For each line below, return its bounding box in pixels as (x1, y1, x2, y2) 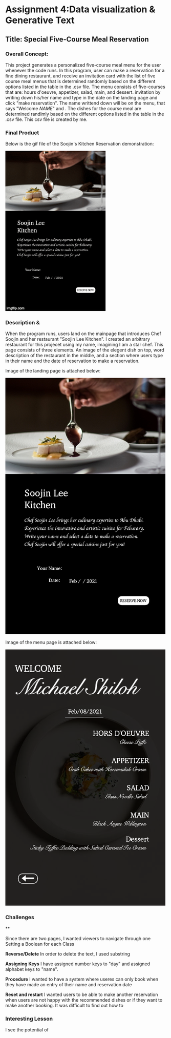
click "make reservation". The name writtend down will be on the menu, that (5, 100, 165, 106)
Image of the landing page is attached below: (5, 368, 101, 374)
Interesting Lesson (5, 1015, 53, 1022)
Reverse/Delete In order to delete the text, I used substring (5, 950, 131, 957)
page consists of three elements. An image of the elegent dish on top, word (5, 347, 165, 353)
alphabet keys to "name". (5, 966, 58, 972)
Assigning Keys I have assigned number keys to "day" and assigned (5, 961, 150, 967)
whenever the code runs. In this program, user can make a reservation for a (5, 67, 165, 73)
